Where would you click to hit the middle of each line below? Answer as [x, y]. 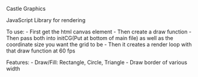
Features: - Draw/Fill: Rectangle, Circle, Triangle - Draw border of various [97, 62]
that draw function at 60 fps [41, 51]
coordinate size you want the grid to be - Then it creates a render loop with [99, 44]
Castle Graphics [26, 9]
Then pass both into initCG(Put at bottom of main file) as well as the [90, 38]
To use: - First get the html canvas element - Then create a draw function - [99, 32]
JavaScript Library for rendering [46, 20]
